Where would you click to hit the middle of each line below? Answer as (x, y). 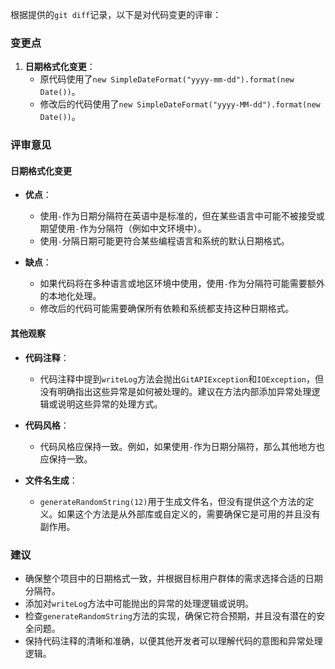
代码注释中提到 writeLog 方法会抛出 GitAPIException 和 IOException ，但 (182, 379)
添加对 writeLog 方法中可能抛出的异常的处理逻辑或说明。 (139, 603)
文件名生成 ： (51, 480)
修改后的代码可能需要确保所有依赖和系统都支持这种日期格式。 (167, 309)
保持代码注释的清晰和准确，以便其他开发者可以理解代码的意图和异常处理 (173, 640)
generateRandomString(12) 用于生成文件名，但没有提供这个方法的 (172, 501)
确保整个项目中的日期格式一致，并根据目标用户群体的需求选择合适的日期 (173, 578)
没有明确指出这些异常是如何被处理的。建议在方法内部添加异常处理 (175, 391)
